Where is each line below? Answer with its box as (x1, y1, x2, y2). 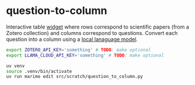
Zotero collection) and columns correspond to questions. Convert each (6, 29, 178, 36)
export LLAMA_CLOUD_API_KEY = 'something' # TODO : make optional (6, 52, 164, 58)
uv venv (6, 63, 25, 69)
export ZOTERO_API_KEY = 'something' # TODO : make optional (6, 47, 151, 53)
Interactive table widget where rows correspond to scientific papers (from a (6, 23, 190, 30)
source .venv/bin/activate (6, 68, 72, 74)
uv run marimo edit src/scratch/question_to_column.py (6, 74, 143, 80)
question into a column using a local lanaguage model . (6, 36, 138, 42)
